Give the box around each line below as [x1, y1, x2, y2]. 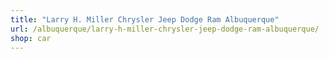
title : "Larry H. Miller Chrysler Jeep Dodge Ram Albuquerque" [10, 14, 280, 25]
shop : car [10, 33, 52, 43]
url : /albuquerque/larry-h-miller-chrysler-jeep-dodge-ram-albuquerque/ [10, 24, 320, 34]
